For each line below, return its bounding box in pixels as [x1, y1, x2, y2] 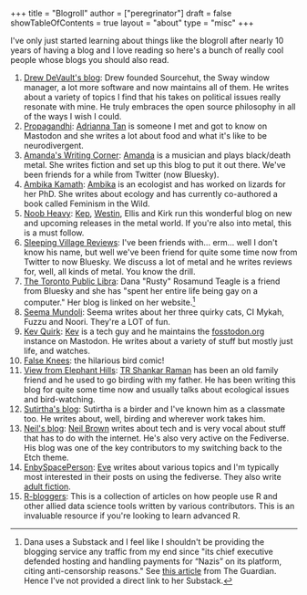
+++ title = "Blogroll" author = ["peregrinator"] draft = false [10, 8, 232, 18]
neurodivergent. [23, 141, 85, 151]
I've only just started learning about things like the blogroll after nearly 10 [10, 36, 284, 46]
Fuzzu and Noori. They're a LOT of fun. [23, 316, 171, 327]
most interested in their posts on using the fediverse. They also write [23, 471, 281, 482]
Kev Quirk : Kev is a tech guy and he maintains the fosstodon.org [23, 326, 265, 337]
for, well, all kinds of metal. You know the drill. [23, 266, 196, 277]
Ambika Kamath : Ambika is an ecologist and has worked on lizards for [23, 179, 286, 190]
